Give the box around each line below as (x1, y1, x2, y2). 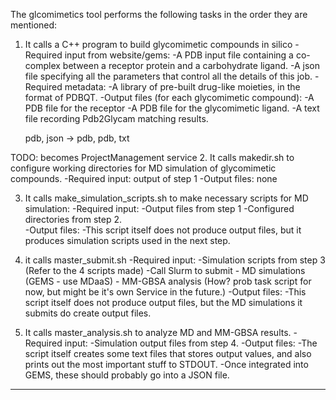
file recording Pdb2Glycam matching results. (24, 113, 209, 124)
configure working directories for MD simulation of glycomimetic (10, 162, 277, 174)
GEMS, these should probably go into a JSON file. (24, 369, 230, 381)
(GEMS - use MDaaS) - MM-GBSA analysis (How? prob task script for (24, 275, 312, 287)
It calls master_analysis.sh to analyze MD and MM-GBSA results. (24, 327, 292, 338)
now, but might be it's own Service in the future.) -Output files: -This (24, 286, 307, 298)
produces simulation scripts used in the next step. (24, 235, 231, 246)
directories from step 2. (24, 214, 122, 225)
